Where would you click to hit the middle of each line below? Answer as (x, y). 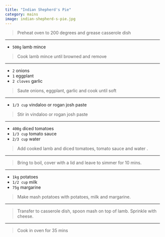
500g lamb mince (29, 47)
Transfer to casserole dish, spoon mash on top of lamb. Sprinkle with (87, 211)
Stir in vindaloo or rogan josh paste (53, 114)
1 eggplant (23, 76)
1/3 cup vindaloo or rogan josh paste (49, 105)
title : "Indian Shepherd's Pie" (38, 10)
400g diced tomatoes (33, 129)
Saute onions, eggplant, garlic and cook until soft (67, 91)
